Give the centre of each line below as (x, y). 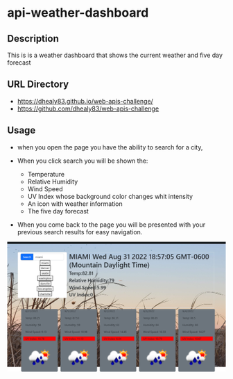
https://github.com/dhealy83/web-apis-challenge (88, 108)
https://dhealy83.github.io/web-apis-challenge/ (85, 101)
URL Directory (38, 84)
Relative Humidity (53, 182)
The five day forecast (58, 211)
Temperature (46, 174)
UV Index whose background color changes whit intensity (110, 196)
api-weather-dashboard (78, 13)
